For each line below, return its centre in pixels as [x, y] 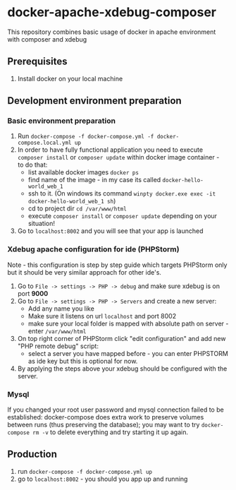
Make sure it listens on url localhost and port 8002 [102, 316]
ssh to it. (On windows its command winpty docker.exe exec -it [122, 193]
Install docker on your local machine [70, 78]
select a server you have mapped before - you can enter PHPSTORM [128, 353]
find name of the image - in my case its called [94, 180]
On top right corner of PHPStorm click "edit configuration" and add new [122, 338]
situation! [41, 224]
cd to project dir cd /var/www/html [77, 208]
